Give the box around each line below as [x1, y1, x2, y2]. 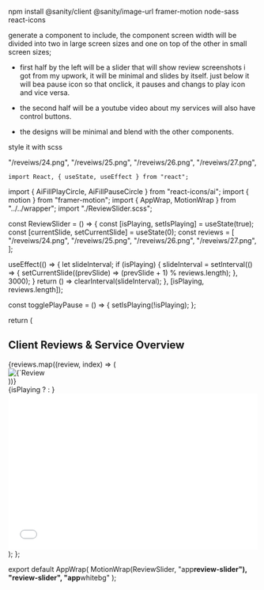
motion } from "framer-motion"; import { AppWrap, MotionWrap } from [8, 196, 236, 204]
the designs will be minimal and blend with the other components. [19, 127, 235, 136]
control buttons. [19, 112, 72, 121]
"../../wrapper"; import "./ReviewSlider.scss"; [8, 204, 153, 213]
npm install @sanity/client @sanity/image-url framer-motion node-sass [8, 7, 239, 16]
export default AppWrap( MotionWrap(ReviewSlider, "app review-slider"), [8, 564, 247, 573]
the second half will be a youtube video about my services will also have [19, 103, 255, 112]
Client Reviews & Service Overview [8, 338, 185, 352]
